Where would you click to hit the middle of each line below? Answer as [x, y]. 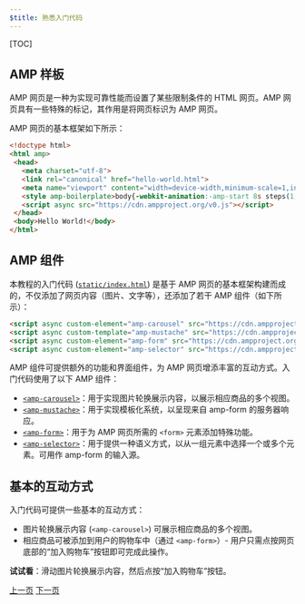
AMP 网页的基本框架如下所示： [67, 129]
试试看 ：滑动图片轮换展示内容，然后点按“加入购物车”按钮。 [120, 571]
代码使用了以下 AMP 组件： [68, 379]
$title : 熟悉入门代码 [46, 18]
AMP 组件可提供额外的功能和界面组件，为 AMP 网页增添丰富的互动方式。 [146, 367]
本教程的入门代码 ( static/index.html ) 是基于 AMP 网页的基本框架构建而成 [148, 284]
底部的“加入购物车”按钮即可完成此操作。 [98, 552]
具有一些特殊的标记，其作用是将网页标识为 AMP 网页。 [120, 109]
